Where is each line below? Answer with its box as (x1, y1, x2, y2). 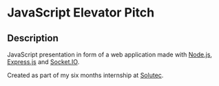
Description (7, 32, 59, 44)
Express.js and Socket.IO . (7, 58, 80, 66)
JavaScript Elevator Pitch (7, 5, 155, 21)
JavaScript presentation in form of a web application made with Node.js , (7, 50, 212, 58)
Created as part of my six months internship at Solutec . (7, 71, 164, 79)
